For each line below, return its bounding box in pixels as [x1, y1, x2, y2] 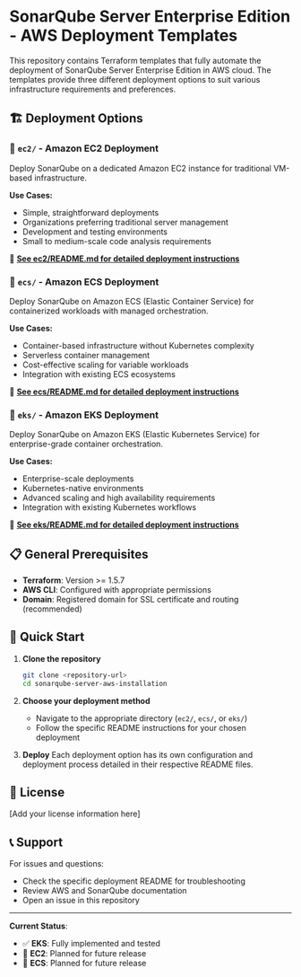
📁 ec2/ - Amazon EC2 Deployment [9, 142, 159, 154]
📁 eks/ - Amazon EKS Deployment [9, 409, 159, 421]
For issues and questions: [9, 858, 105, 869]
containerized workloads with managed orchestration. [9, 305, 209, 316]
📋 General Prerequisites [9, 546, 149, 562]
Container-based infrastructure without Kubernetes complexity [21, 339, 255, 351]
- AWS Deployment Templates [9, 25, 238, 46]
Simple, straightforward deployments [21, 207, 159, 217]
